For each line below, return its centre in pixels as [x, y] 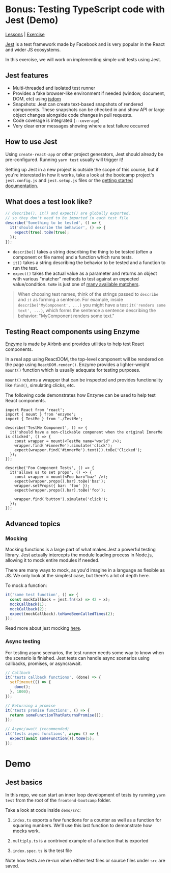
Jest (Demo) [32, 20]
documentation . [22, 186]
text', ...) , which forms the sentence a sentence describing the [87, 310]
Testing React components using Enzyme [73, 332]
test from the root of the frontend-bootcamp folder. [58, 800]
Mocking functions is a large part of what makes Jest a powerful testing [81, 549]
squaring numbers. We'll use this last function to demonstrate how [82, 825]
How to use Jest [31, 142]
